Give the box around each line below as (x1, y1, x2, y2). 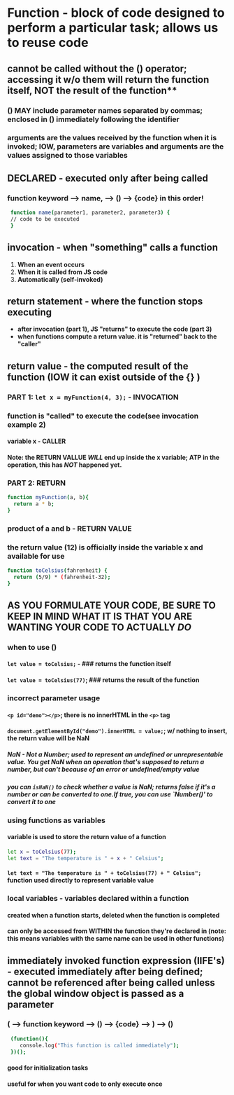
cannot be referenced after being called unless (7, 977, 215, 988)
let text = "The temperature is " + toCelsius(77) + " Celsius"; (7, 870, 201, 877)
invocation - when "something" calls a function (7, 242, 219, 254)
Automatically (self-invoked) (17, 275, 103, 283)
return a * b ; (13, 500, 54, 508)
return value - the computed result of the (7, 360, 189, 372)
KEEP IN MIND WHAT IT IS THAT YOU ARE (7, 610, 193, 622)
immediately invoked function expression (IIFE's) (7, 955, 225, 967)
